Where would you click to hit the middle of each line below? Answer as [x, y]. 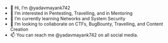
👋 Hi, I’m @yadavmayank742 [40, 8]
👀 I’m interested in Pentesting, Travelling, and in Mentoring [71, 13]
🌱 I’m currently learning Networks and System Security [68, 18]
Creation [19, 29]
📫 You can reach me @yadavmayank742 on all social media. [74, 35]
